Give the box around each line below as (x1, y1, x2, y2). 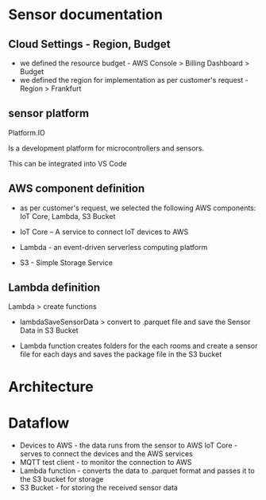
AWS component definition (8, 182, 145, 196)
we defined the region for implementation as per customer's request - (19, 76, 249, 84)
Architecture (8, 377, 94, 396)
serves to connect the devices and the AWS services (19, 448, 193, 459)
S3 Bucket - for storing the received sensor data (19, 482, 179, 492)
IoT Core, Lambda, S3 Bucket (19, 211, 116, 221)
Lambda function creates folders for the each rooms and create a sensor (19, 341, 258, 351)
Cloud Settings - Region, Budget (8, 37, 171, 51)
